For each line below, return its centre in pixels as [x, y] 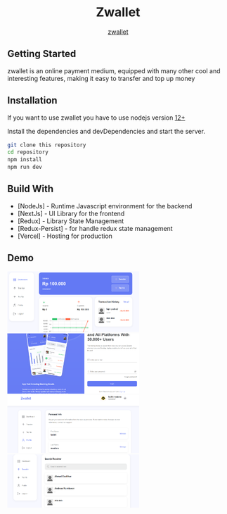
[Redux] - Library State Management [71, 221]
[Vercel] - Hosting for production [65, 236]
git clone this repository [47, 145]
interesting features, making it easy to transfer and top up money [101, 78]
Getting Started [42, 54]
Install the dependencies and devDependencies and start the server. [106, 131]
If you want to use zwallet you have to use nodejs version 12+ [96, 118]
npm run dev [25, 167]
